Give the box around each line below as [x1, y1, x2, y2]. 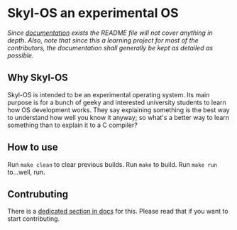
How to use [7, 141, 58, 153]
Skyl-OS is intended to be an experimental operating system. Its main [7, 90, 210, 99]
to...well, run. [7, 168, 45, 176]
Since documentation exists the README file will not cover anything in [7, 28, 213, 37]
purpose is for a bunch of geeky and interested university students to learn [7, 98, 227, 106]
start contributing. [7, 214, 60, 223]
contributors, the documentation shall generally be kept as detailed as [7, 43, 214, 52]
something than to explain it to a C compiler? [7, 121, 138, 129]
